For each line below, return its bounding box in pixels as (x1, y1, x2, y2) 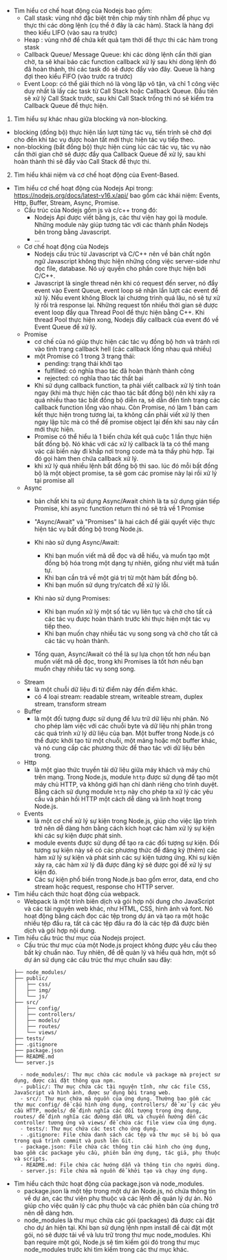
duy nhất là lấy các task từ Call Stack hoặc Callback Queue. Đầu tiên (23, 87, 218, 95)
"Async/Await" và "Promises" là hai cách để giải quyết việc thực (34, 518, 215, 525)
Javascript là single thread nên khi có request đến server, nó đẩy (34, 279, 219, 287)
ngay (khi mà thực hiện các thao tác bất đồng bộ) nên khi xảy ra (34, 389, 215, 397)
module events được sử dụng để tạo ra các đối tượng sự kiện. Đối (34, 839, 220, 847)
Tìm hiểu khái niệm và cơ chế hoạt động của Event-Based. (13, 171, 180, 179)
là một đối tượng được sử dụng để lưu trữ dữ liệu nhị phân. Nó (34, 715, 209, 722)
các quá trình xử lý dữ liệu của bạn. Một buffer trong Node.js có (34, 729, 215, 737)
